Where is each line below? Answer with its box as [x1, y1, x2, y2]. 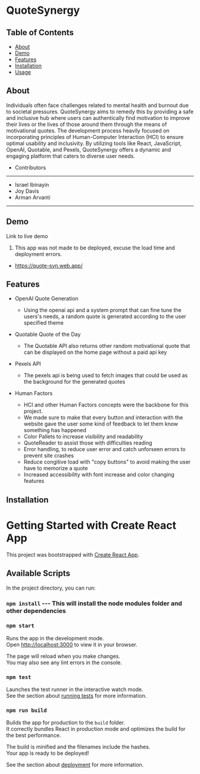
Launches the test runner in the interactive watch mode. [6, 686, 144, 693]
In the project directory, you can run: [6, 584, 96, 591]
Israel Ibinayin [14, 181, 49, 188]
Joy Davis [14, 187, 40, 195]
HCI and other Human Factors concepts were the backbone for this [23, 401, 189, 409]
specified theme [23, 319, 64, 326]
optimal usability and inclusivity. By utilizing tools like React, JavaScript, [6, 140, 182, 147]
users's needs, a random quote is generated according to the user [23, 313, 186, 320]
